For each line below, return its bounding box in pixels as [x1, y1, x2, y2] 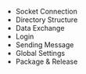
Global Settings [15, 49, 65, 57]
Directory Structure [15, 15, 78, 24]
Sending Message [15, 40, 74, 50]
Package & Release [15, 57, 78, 66]
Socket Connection [15, 7, 78, 16]
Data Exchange [15, 24, 65, 32]
